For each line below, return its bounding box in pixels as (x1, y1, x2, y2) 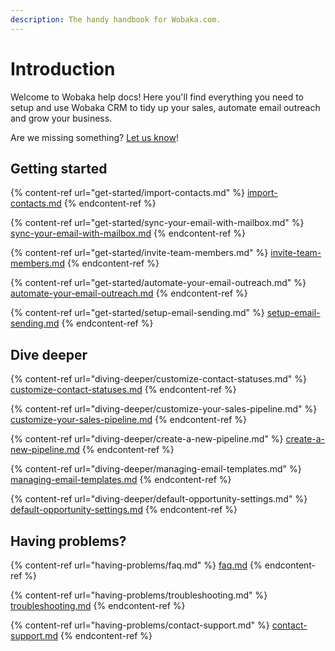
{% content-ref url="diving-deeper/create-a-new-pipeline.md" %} (10, 433, 284, 445)
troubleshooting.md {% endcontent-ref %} (10, 600, 186, 611)
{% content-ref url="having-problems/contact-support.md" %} (10, 619, 270, 631)
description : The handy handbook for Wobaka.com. (10, 14, 222, 25)
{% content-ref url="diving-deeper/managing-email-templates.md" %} (10, 463, 302, 475)
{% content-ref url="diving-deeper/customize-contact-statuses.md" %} (10, 373, 307, 385)
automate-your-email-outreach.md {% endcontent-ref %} (10, 287, 248, 300)
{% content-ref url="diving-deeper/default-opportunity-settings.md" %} (10, 493, 308, 505)
